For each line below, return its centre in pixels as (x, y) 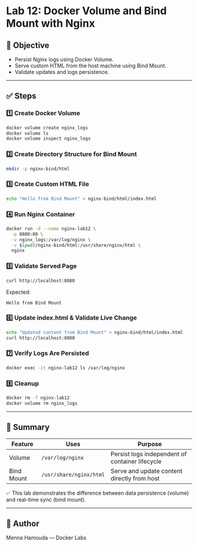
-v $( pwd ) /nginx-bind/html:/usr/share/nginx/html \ (76, 245)
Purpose (150, 444)
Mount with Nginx (51, 23)
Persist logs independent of (149, 454)
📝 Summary (28, 428)
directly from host (135, 478)
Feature (22, 444)
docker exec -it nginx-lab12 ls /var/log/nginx (66, 368)
